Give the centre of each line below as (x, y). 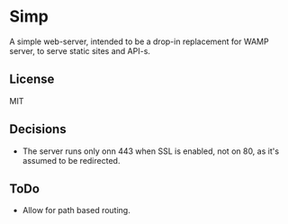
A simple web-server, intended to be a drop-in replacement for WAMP (139, 41)
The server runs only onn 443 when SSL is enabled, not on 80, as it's (151, 151)
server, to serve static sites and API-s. (80, 50)
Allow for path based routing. (76, 211)
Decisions (38, 129)
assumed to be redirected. (71, 160)
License (32, 80)
